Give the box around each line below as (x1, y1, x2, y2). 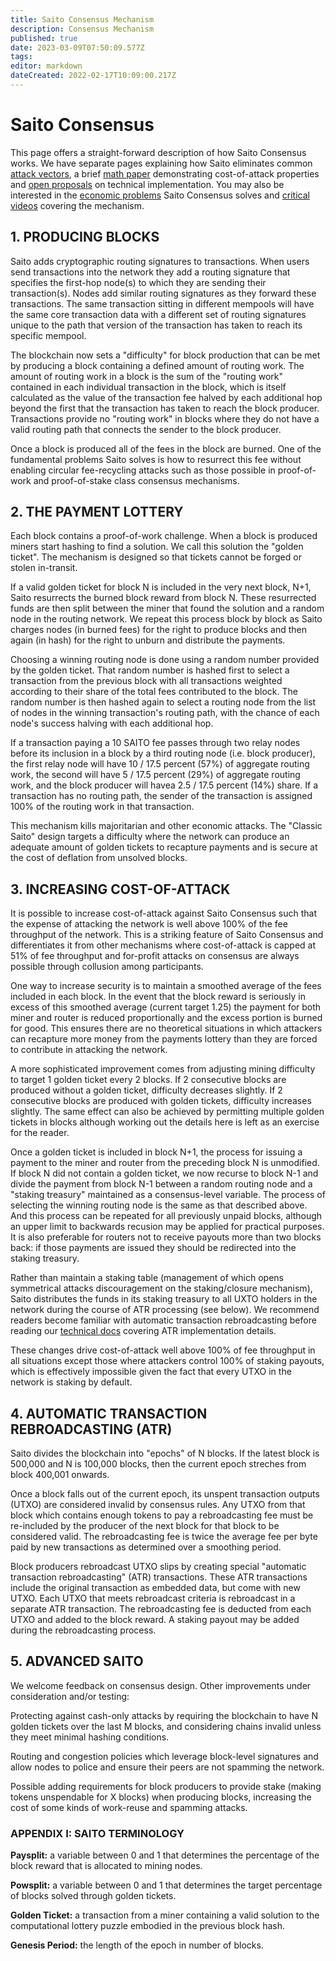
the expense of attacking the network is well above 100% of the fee (10, 918, 288, 930)
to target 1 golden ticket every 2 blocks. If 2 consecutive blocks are (10, 1074, 287, 1086)
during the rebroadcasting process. (10, 1624, 157, 1636)
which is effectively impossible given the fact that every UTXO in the (10, 1366, 292, 1378)
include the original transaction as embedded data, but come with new (10, 1582, 301, 1594)
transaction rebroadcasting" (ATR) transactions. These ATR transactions (10, 1571, 308, 1583)
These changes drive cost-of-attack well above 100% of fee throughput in (10, 1344, 316, 1356)
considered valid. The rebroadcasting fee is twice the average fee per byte (10, 1531, 318, 1543)
